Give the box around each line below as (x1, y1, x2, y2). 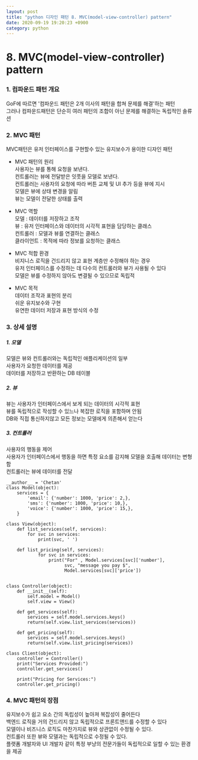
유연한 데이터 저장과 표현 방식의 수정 (14, 307, 99, 314)
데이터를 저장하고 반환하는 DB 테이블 (6, 369, 91, 376)
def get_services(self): (17, 609, 78, 615)
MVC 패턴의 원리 (14, 158, 54, 166)
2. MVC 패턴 (6, 131, 41, 139)
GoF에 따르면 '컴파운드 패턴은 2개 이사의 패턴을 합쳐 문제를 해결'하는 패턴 (6, 100, 176, 107)
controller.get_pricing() (17, 681, 81, 687)
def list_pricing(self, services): (17, 546, 105, 553)
